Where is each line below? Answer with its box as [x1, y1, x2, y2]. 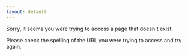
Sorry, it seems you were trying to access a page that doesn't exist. [6, 25, 173, 32]
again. [6, 43, 22, 50]
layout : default [6, 8, 47, 15]
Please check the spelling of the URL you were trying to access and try [6, 36, 182, 43]
